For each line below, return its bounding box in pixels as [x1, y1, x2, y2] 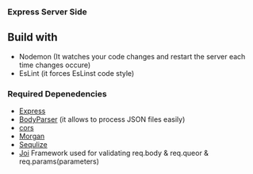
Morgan [18, 131, 45, 141]
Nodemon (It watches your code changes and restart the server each [18, 51, 246, 61]
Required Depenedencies [7, 88, 108, 99]
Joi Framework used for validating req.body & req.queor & [18, 149, 209, 158]
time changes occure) [18, 60, 91, 70]
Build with [7, 31, 58, 44]
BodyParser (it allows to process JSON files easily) [18, 115, 186, 124]
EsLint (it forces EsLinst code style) [18, 68, 135, 78]
